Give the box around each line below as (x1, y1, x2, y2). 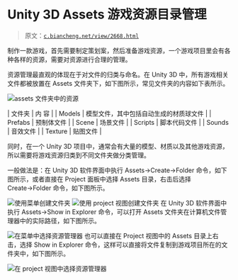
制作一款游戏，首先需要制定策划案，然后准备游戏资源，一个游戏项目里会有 (7, 46, 225, 55)
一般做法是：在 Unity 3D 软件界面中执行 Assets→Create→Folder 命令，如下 (7, 166, 227, 174)
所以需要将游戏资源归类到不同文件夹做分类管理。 (7, 150, 150, 159)
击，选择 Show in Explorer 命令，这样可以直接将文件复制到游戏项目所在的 (7, 240, 222, 249)
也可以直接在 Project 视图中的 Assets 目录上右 (84, 231, 219, 240)
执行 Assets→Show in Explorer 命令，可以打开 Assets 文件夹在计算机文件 (7, 207, 221, 216)
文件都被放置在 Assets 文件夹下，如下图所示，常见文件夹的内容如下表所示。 (7, 79, 229, 87)
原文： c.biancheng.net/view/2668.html (24, 31, 140, 40)
